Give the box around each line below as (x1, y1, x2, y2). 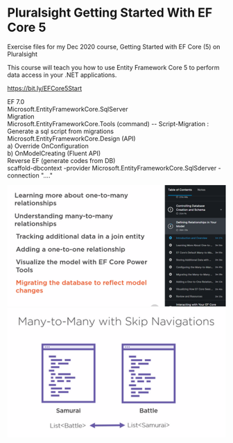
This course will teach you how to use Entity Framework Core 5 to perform (7, 63, 220, 71)
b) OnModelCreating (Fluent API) (7, 149, 101, 157)
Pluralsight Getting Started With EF (7, 5, 213, 21)
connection (7, 171, 40, 180)
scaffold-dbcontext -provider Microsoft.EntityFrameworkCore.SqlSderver (7, 164, 217, 172)
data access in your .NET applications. (7, 71, 117, 79)
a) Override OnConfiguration (7, 141, 89, 150)
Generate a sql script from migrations (7, 127, 114, 135)
